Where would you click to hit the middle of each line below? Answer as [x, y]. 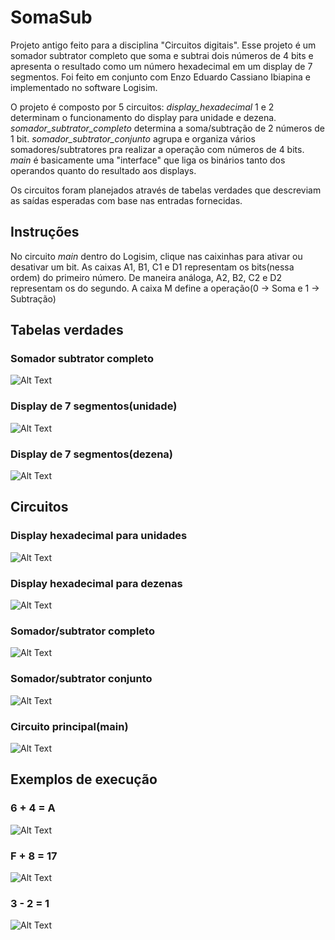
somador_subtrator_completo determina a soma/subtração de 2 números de [167, 128]
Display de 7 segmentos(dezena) [91, 454]
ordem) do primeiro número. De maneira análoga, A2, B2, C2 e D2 [146, 277]
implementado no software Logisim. [84, 87]
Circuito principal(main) [69, 726]
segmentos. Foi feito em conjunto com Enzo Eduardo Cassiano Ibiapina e [161, 77]
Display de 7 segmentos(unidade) [94, 406]
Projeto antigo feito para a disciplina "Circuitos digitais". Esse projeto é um [163, 45]
